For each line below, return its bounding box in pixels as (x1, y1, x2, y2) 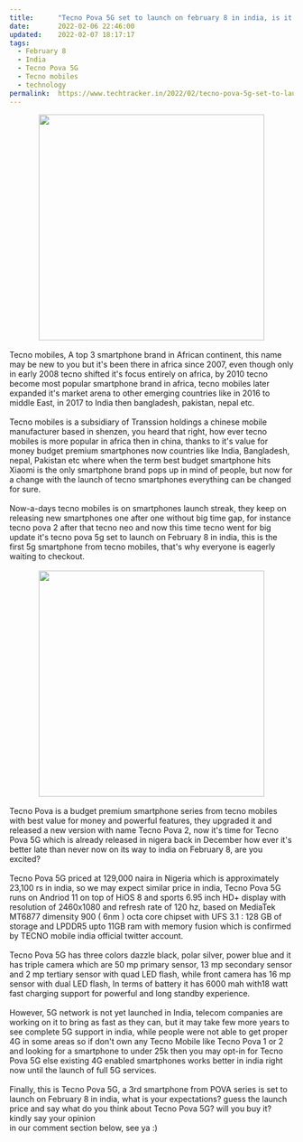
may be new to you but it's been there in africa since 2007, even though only (9, 359, 294, 370)
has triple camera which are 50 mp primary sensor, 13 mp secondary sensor (9, 959, 293, 969)
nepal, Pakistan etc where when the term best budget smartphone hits (9, 454, 271, 465)
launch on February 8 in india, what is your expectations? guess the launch (9, 1093, 288, 1104)
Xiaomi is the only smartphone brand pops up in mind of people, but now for (9, 464, 293, 475)
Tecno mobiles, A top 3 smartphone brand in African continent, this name (9, 349, 282, 360)
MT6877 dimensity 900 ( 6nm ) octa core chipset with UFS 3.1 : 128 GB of (9, 911, 282, 922)
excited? (9, 853, 41, 864)
